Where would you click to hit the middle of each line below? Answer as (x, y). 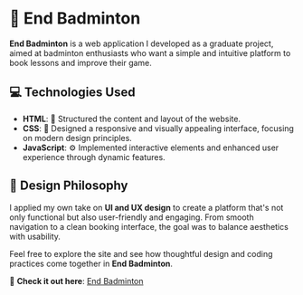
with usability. (35, 236)
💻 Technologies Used (72, 93)
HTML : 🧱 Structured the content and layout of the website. (132, 119)
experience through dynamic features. (94, 157)
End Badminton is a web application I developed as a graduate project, (142, 43)
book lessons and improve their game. (80, 62)
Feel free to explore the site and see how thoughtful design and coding (141, 253)
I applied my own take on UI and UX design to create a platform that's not (147, 207)
